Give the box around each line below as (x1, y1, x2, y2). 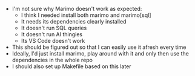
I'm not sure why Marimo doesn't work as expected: (12, 5, 142, 12)
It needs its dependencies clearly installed (21, 18, 127, 25)
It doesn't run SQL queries (21, 24, 87, 31)
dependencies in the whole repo (12, 57, 93, 63)
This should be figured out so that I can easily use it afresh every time (12, 43, 187, 51)
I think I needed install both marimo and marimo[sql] (21, 11, 151, 19)
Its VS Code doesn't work (21, 37, 85, 44)
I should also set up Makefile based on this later (12, 63, 131, 70)
